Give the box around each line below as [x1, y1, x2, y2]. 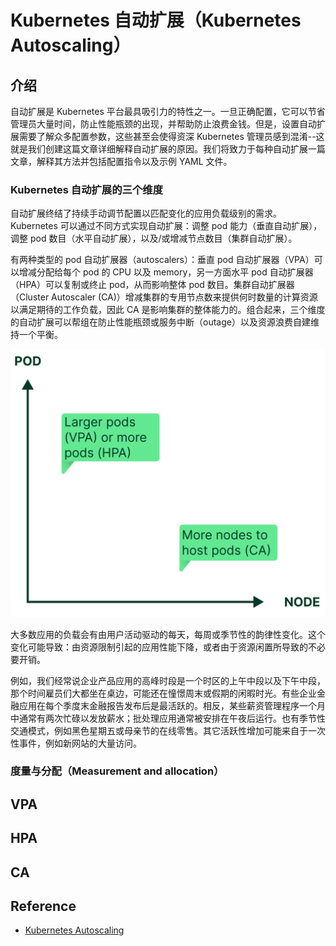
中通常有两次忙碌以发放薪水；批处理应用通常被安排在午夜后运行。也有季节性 [10, 712, 326, 724]
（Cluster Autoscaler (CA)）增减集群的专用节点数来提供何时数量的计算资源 [10, 291, 318, 303]
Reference [10, 897, 77, 915]
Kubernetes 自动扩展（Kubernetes [10, 9, 302, 32]
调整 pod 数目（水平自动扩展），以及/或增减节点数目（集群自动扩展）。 [10, 232, 298, 245]
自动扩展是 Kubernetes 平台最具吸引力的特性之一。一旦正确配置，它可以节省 [10, 106, 326, 117]
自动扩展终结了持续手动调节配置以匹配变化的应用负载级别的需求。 [10, 207, 282, 220]
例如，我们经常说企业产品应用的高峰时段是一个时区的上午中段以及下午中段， [10, 674, 326, 686]
